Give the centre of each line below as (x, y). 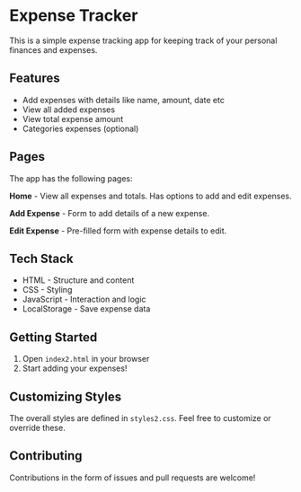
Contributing (46, 456)
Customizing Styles (66, 396)
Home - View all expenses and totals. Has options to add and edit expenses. (150, 196)
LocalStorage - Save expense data (86, 309)
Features (35, 79)
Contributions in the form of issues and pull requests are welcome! (133, 478)
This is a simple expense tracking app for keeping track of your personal (143, 40)
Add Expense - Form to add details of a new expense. (109, 213)
